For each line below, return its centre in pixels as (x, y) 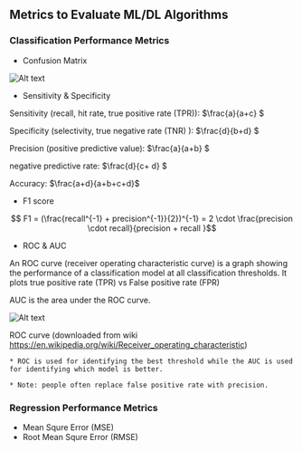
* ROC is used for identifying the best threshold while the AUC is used (151, 361)
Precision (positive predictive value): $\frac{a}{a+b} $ (109, 148)
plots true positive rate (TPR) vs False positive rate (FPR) (114, 282)
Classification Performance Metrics (90, 41)
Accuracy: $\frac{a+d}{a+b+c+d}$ (75, 183)
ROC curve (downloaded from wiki (74, 335)
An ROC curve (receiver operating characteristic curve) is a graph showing (148, 263)
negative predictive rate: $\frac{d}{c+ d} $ (88, 166)
